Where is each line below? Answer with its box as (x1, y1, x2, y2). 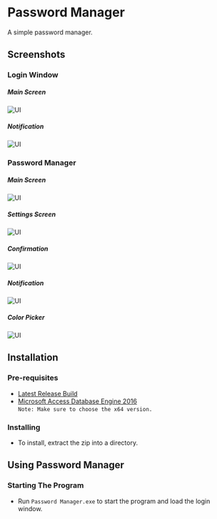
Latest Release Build (17, 389, 78, 398)
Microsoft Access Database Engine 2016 (17, 397, 138, 405)
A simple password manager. (7, 28, 93, 36)
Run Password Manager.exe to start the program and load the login (17, 497, 211, 505)
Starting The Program (7, 480, 84, 490)
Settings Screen (7, 210, 56, 218)
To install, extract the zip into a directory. (17, 438, 138, 447)
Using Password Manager (7, 459, 125, 471)
